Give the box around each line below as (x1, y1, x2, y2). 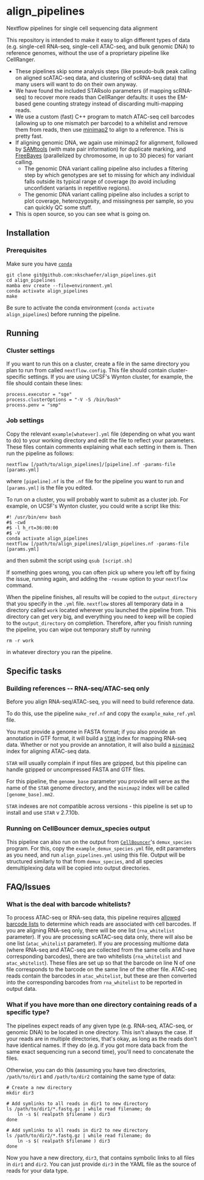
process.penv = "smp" (6, 402, 62, 408)
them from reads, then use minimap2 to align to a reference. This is (15, 126, 184, 133)
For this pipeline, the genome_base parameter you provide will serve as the (6, 778, 190, 785)
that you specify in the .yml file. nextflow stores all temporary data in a (6, 600, 184, 607)
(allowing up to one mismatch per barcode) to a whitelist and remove (15, 119, 188, 126)
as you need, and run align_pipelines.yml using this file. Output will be (6, 851, 186, 858)
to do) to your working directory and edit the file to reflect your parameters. (6, 436, 195, 444)
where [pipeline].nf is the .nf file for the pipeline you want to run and (6, 477, 184, 484)
